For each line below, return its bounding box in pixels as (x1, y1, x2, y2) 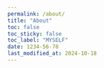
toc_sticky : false (7, 30, 62, 38)
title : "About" (7, 17, 53, 24)
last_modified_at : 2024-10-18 (7, 50, 98, 57)
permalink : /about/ (7, 10, 66, 18)
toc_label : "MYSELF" (7, 37, 69, 44)
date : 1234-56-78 (7, 43, 59, 50)
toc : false (7, 23, 40, 30)
